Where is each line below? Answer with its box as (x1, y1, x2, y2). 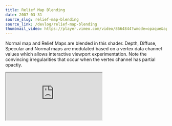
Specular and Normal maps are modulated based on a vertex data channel (5, 46, 162, 52)
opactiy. (5, 62, 23, 68)
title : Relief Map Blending (5, 7, 66, 13)
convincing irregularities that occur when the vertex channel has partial (5, 56, 156, 62)
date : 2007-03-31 (5, 12, 42, 17)
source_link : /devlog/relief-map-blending (5, 21, 97, 27)
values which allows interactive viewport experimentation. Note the (5, 51, 147, 57)
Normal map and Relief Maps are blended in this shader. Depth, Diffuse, (5, 40, 157, 46)
